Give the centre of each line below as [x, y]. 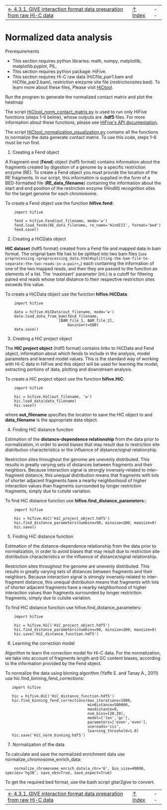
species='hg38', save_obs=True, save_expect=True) [59, 773]
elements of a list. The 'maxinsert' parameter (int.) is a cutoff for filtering [79, 274]
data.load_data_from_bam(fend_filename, [56, 316]
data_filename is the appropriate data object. [52, 420]
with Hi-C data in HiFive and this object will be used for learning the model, [82, 364]
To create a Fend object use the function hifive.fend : [59, 203]
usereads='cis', [104, 727]
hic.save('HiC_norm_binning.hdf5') [48, 735]
